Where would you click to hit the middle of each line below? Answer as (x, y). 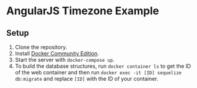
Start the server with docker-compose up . (65, 60)
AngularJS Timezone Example (83, 11)
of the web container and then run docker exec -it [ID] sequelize (98, 72)
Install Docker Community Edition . (57, 54)
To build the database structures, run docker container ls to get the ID (103, 66)
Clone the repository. (41, 47)
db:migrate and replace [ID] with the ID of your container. (86, 79)
